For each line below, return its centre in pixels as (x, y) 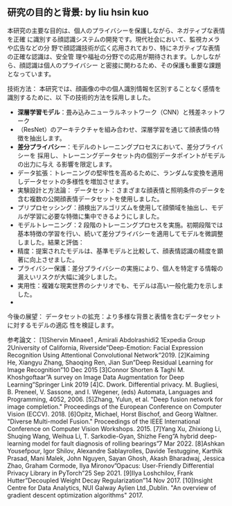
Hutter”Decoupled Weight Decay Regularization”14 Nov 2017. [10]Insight (110, 480)
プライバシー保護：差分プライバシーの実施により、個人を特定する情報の (120, 268)
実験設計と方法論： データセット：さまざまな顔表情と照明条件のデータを (121, 190)
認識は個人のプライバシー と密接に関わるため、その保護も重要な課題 (123, 65)
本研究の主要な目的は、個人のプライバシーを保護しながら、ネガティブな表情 (116, 31)
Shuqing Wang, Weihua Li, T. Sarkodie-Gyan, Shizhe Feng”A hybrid (103, 436)
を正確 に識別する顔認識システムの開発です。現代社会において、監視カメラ (114, 39)
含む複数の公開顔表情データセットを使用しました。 (90, 199)
